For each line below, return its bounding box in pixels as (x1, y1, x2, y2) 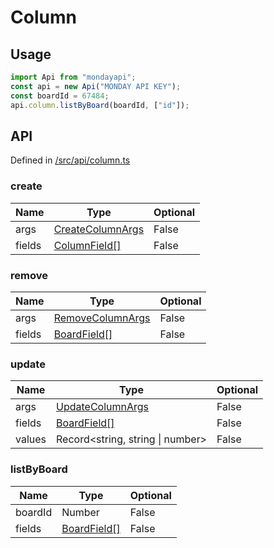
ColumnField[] (53, 238, 122, 252)
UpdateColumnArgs (56, 400, 150, 414)
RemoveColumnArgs (53, 311, 151, 325)
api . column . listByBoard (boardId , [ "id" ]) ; (10, 100, 190, 110)
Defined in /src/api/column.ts (10, 154, 131, 166)
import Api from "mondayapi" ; (10, 72, 137, 82)
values (15, 432, 47, 446)
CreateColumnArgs (53, 222, 145, 236)
